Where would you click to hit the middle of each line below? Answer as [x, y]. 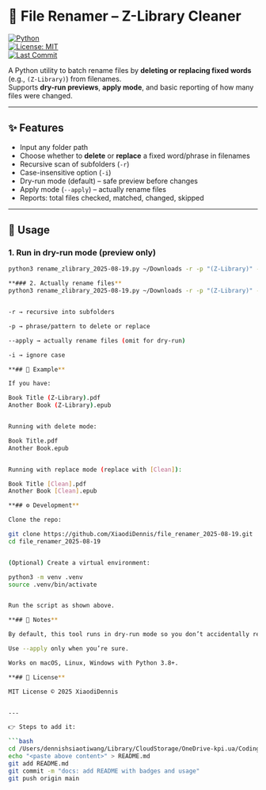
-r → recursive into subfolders [61, 313]
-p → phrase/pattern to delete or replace [79, 326]
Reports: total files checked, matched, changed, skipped [112, 197]
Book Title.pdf [33, 441]
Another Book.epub [38, 448]
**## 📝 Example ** [37, 369]
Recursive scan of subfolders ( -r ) [74, 164]
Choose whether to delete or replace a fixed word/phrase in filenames [135, 155]
